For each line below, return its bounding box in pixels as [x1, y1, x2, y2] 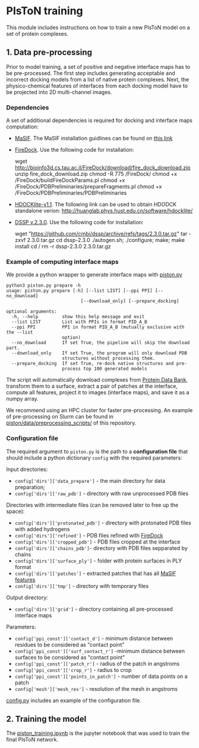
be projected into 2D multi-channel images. [6, 88, 112, 96]
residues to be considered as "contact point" [14, 641, 125, 648]
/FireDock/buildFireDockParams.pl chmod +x [14, 177, 125, 184]
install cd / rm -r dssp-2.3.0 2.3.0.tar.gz [14, 243, 111, 250]
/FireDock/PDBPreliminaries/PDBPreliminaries [14, 189, 127, 197]
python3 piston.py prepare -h [6, 282, 81, 289]
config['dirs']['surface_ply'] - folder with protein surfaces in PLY [14, 557, 182, 564]
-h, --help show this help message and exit [11, 314, 145, 320]
